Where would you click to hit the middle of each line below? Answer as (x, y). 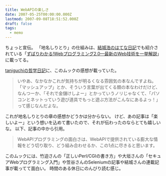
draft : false (19, 24)
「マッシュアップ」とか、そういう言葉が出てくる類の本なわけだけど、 (88, 87)
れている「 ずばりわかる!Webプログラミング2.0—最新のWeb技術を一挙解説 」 (82, 54)
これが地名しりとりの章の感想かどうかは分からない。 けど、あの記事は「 (79, 116)
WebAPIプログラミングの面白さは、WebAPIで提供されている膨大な (85, 139)
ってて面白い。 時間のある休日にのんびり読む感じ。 (71, 168)
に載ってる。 (18, 60)
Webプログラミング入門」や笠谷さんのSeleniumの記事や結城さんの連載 (82, 162)
